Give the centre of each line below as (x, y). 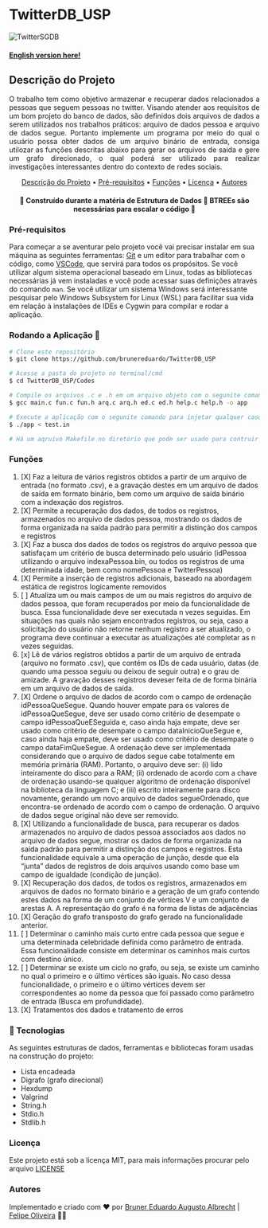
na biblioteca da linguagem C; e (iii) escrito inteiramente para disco (130, 789)
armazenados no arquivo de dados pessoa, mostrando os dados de (131, 518)
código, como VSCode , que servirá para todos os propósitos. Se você (124, 264)
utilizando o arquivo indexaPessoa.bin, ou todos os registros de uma (132, 561)
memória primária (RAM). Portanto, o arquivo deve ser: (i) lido (122, 764)
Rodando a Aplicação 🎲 (54, 335)
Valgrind (34, 1097)
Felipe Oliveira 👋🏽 (38, 1215)
